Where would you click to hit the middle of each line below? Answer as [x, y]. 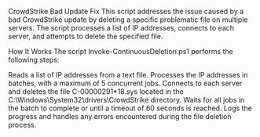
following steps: [34, 59]
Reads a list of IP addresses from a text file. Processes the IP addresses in [128, 75]
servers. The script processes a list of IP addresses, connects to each [121, 28]
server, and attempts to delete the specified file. [86, 36]
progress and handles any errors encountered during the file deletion [120, 116]
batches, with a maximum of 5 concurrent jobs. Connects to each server [125, 83]
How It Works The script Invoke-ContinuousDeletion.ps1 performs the [121, 51]
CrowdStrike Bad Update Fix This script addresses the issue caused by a [126, 11]
